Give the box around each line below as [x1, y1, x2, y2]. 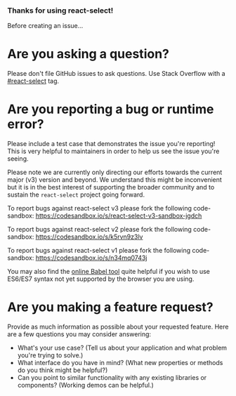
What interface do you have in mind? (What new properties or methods [17, 359, 223, 367]
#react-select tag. [7, 77, 60, 86]
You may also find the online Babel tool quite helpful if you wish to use [7, 268, 211, 276]
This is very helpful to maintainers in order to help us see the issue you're [7, 147, 220, 156]
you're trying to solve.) [17, 351, 84, 359]
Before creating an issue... [7, 22, 84, 30]
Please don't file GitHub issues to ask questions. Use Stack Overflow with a [7, 70, 226, 78]
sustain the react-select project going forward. [7, 190, 145, 199]
